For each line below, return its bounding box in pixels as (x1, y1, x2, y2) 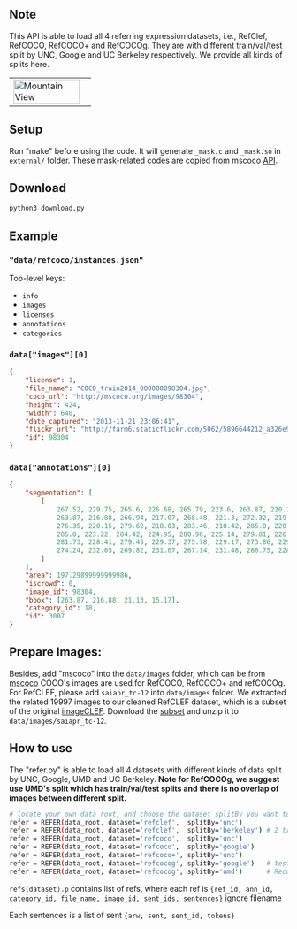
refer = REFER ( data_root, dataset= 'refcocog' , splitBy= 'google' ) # (9, 858, 271, 868)
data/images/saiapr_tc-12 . (9, 715, 107, 726)
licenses (21, 311, 55, 319)
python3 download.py (9, 203, 86, 213)
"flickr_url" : (25, 425, 77, 434)
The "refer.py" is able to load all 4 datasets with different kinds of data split (9, 764, 282, 775)
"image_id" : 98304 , (25, 587, 97, 596)
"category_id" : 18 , (25, 603, 97, 613)
